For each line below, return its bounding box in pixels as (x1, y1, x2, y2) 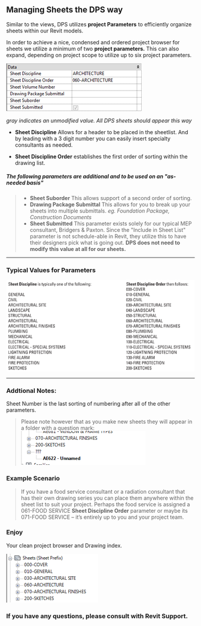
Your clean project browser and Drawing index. (6, 542, 123, 549)
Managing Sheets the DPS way (6, 5, 123, 15)
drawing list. (14, 159, 45, 167)
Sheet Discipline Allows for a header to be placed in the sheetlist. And (14, 128, 188, 135)
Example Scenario (6, 474, 60, 483)
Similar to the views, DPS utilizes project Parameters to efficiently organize (6, 20, 192, 28)
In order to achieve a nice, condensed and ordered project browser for (6, 38, 180, 46)
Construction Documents (29, 213, 92, 220)
